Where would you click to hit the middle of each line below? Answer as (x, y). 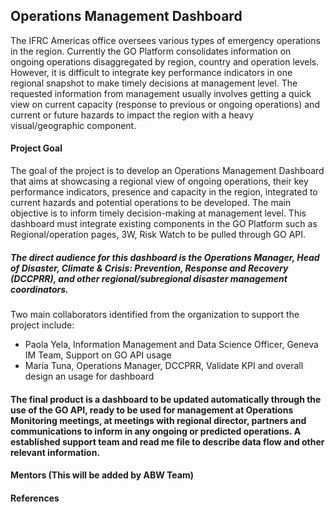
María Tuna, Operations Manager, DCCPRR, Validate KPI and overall (164, 365)
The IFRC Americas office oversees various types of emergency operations (165, 40)
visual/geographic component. (73, 125)
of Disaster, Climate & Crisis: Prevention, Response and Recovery (149, 268)
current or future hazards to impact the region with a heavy (132, 115)
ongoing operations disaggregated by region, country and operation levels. (165, 61)
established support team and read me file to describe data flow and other (167, 441)
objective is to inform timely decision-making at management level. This (158, 213)
